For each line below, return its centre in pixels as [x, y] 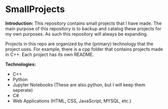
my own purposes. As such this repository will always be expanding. [77, 34]
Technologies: [21, 64]
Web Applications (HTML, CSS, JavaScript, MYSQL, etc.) [72, 101]
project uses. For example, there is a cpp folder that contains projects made [84, 49]
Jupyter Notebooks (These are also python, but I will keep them [79, 85]
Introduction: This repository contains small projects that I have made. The [83, 23]
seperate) [23, 90]
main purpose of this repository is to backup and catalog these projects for [83, 28]
